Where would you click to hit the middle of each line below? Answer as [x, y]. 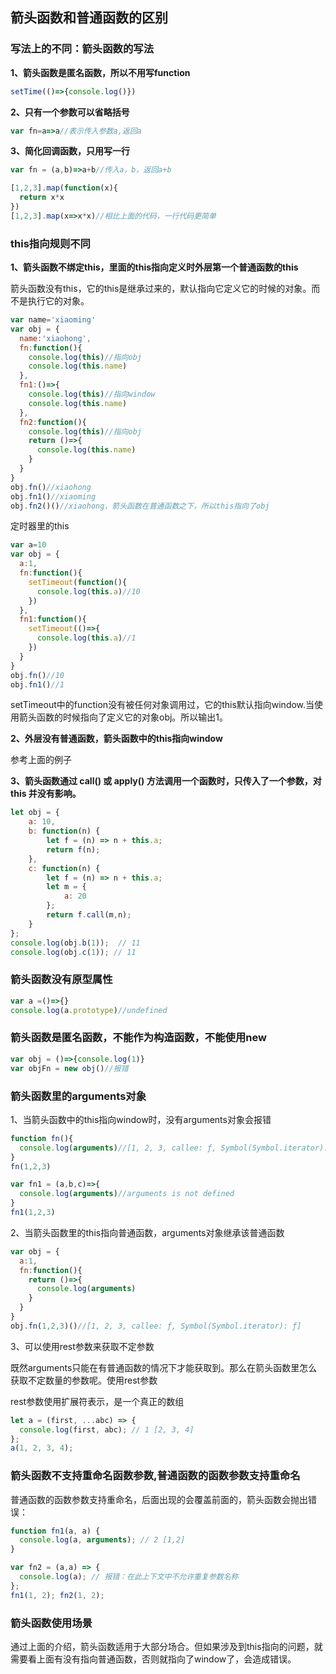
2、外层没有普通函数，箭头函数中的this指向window [116, 739]
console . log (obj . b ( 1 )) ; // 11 [75, 943]
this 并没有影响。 [46, 794]
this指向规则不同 [50, 243]
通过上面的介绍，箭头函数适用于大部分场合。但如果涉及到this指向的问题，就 [166, 1646]
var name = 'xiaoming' [53, 320]
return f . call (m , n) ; [89, 915]
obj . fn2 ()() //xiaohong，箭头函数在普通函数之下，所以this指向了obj [140, 506]
